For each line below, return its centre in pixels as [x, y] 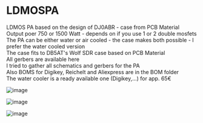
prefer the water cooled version [46, 46]
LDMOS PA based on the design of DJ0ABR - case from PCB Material [93, 27]
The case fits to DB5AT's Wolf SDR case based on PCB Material [86, 52]
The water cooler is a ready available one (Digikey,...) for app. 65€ [89, 78]
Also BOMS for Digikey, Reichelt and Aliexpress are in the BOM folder [93, 72]
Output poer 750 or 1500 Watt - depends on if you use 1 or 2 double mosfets [101, 33]
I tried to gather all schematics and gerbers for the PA [73, 65]
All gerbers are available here [43, 59]
